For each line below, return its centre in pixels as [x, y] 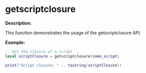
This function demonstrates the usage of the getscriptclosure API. [73, 32]
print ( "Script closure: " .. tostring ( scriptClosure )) [63, 65]
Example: [15, 42]
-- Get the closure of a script [39, 51]
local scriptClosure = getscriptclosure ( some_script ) [62, 56]
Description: [18, 23]
